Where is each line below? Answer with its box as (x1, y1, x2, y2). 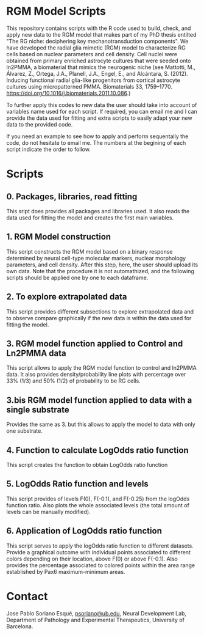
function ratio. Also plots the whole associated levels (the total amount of (6, 501, 190, 508)
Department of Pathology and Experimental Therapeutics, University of (6, 616, 185, 623)
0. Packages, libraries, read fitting (6, 191, 138, 202)
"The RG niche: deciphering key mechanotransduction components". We (6, 37, 189, 45)
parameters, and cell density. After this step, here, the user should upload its (6, 261, 199, 268)
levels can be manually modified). (6, 508, 91, 515)
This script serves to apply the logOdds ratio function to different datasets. (6, 542, 194, 549)
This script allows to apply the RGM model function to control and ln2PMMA (6, 364, 197, 372)
